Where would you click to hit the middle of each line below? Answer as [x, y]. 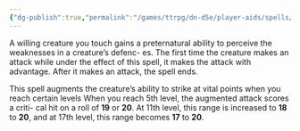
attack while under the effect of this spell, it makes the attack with [130, 61]
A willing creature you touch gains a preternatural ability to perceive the [141, 43]
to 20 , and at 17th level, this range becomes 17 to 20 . [107, 117]
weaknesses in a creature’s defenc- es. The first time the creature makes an [149, 52]
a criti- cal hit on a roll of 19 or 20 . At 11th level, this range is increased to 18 [148, 107]
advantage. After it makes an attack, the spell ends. [104, 71]
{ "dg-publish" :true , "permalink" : [71, 17]
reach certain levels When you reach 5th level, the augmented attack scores [149, 98]
